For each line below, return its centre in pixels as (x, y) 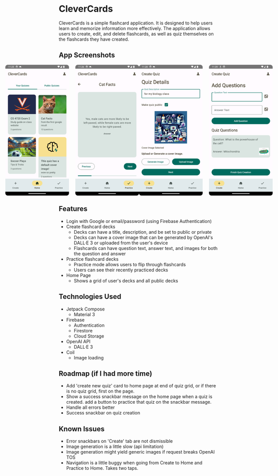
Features (73, 209)
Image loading (89, 357)
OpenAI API (78, 341)
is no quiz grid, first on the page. (100, 391)
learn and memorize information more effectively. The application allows (134, 28)
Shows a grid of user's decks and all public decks (126, 281)
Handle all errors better (90, 407)
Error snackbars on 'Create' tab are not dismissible (119, 441)
